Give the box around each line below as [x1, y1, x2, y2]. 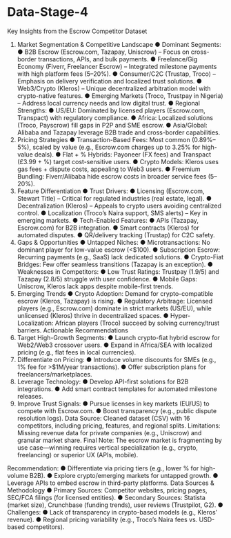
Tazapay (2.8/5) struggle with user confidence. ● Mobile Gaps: [17, 275, 198, 283]
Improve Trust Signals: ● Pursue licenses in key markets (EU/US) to [17, 399, 210, 408]
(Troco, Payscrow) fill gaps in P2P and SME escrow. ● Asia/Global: [17, 121, 208, 129]
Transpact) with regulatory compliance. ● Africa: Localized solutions [17, 113, 214, 121]
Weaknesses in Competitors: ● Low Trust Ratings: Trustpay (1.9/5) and [17, 267, 219, 276]
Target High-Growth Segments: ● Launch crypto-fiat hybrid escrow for [17, 333, 221, 341]
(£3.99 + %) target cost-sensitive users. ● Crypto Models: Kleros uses [17, 157, 219, 166]
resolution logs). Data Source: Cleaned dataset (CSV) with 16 [17, 414, 190, 422]
